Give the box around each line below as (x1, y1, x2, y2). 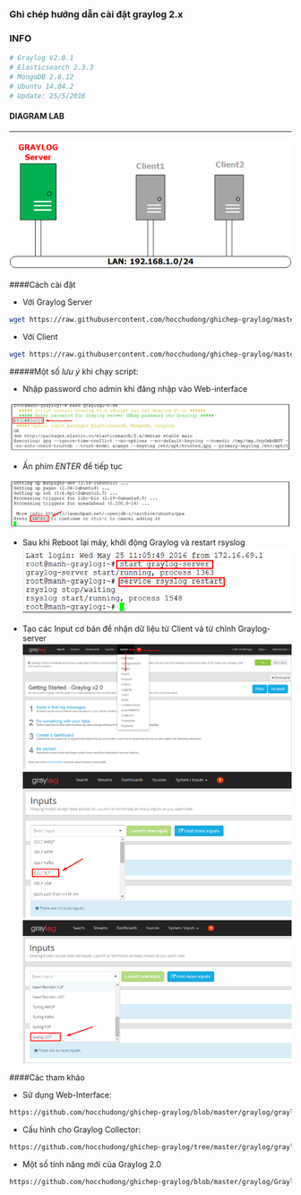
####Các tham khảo (9, 1072, 85, 1083)
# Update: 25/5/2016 (9, 91, 87, 100)
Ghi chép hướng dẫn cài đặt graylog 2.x (9, 8, 184, 21)
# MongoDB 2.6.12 (9, 72, 74, 82)
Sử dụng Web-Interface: (21, 1089, 112, 1101)
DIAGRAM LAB (9, 111, 65, 122)
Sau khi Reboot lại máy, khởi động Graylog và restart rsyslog (21, 537, 245, 548)
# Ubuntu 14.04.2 (9, 82, 74, 91)
